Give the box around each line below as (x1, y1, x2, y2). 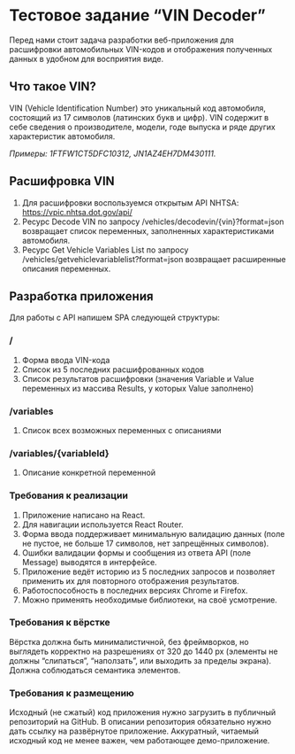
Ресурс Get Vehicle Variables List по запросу (21, 245, 189, 255)
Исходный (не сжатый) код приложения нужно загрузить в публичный (9, 707, 276, 718)
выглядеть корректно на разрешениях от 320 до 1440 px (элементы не (9, 646, 278, 657)
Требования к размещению (9, 687, 135, 699)
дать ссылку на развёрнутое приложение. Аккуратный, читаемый (9, 726, 259, 736)
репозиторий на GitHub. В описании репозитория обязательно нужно (9, 717, 272, 727)
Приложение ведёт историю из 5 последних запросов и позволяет (21, 566, 276, 577)
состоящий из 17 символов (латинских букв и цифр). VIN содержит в (9, 112, 269, 122)
